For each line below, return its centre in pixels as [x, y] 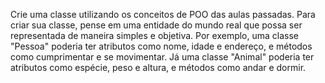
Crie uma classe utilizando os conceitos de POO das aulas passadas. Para [163, 14]
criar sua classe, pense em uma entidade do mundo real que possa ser [156, 25]
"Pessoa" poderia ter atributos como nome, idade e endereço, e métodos [161, 46]
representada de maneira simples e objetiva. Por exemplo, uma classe [155, 35]
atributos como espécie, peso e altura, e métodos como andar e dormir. [158, 67]
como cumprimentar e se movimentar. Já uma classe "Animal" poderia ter [162, 57]
